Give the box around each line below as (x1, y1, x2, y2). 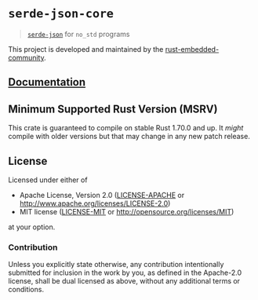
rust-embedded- (165, 44, 220, 53)
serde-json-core (8, 6, 114, 21)
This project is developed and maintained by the (8, 44, 164, 53)
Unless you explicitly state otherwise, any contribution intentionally (8, 260, 224, 269)
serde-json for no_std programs (27, 29, 130, 38)
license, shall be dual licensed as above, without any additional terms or (8, 276, 241, 286)
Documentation (8, 75, 86, 89)
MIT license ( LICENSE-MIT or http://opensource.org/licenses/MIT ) (19, 207, 234, 216)
